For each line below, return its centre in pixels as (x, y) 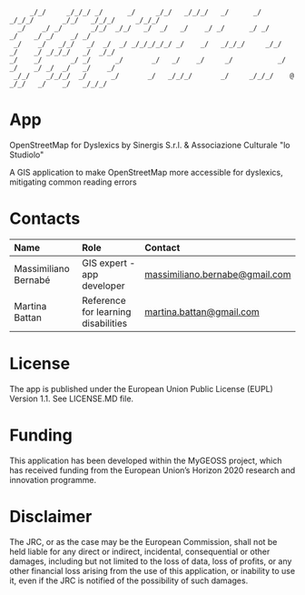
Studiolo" (27, 155)
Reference (103, 300)
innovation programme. (53, 479)
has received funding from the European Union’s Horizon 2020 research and (152, 470)
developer (103, 286)
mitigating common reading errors (74, 182)
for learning (106, 311)
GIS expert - (108, 263)
